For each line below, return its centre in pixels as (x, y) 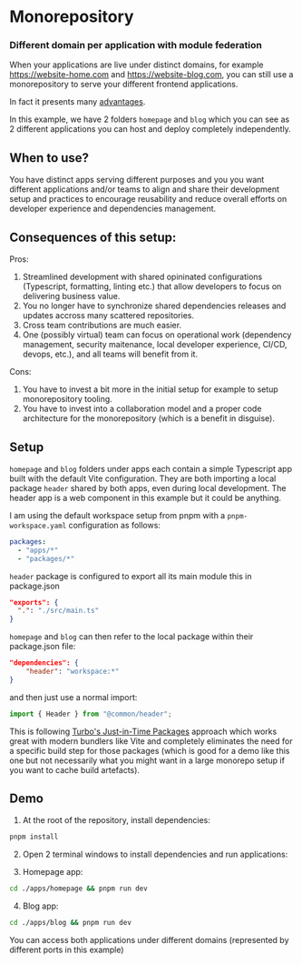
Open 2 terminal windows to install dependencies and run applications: (155, 854)
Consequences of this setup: (93, 237)
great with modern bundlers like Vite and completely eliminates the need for (151, 741)
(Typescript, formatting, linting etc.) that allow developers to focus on (152, 286)
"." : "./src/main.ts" (58, 611)
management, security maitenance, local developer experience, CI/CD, (155, 345)
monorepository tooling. (68, 399)
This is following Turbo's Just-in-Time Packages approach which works (143, 731)
